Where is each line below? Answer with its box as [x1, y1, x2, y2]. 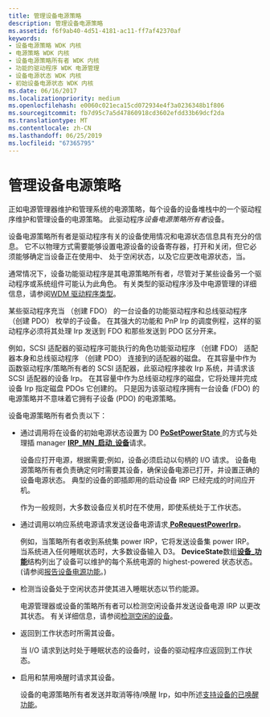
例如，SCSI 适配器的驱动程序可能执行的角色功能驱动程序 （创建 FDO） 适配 [8, 343, 259, 353]
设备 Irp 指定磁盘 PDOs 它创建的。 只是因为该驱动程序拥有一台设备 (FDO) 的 [8, 383, 260, 393]
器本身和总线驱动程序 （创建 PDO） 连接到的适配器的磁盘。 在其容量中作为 [8, 354, 257, 363]
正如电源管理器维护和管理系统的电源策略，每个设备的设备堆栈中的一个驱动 [8, 205, 255, 214]
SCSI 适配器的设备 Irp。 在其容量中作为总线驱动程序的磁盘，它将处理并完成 [8, 374, 258, 383]
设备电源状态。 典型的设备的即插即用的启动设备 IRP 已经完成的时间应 [19, 475, 249, 485]
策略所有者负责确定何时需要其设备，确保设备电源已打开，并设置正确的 [27, 465, 260, 475]
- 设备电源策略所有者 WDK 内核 [8, 57, 100, 65]
